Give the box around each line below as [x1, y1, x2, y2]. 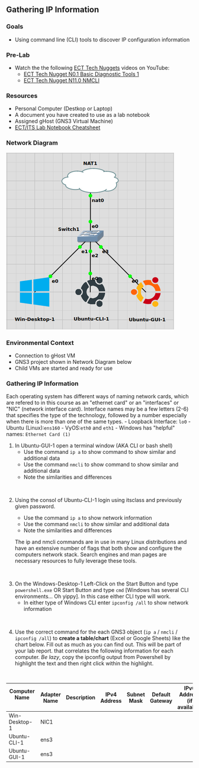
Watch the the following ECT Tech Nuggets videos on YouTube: [14, 64, 170, 71]
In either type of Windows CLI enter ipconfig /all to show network [23, 599, 189, 606]
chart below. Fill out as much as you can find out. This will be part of [14, 641, 182, 648]
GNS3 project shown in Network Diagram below [14, 358, 132, 365]
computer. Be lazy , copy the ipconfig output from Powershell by [14, 654, 171, 661]
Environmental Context [6, 338, 74, 347]
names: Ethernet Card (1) [6, 431, 71, 438]
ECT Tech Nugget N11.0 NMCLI [23, 76, 99, 84]
